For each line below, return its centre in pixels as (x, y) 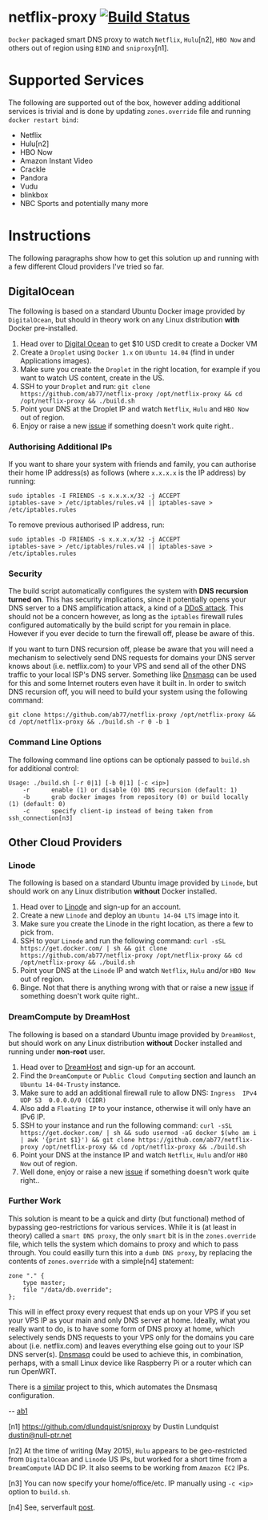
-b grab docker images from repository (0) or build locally (136, 797)
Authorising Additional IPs (60, 447)
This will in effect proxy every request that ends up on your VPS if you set (130, 1311)
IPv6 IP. (32, 1117)
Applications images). (56, 360)
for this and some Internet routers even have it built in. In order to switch (127, 683)
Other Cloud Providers (65, 842)
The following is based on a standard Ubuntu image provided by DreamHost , (132, 1034)
